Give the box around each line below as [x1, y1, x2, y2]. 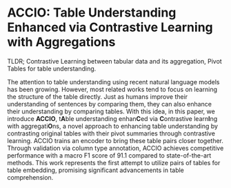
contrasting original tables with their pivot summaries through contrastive [7, 129, 216, 138]
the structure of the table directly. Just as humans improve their [7, 92, 188, 101]
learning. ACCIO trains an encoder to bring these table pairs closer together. [7, 136, 224, 144]
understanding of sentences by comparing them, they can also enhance [7, 100, 212, 108]
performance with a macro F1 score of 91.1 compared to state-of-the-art [7, 151, 212, 160]
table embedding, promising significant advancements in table [7, 166, 185, 174]
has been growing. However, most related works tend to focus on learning [7, 85, 218, 93]
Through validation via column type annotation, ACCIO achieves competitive [7, 144, 224, 152]
